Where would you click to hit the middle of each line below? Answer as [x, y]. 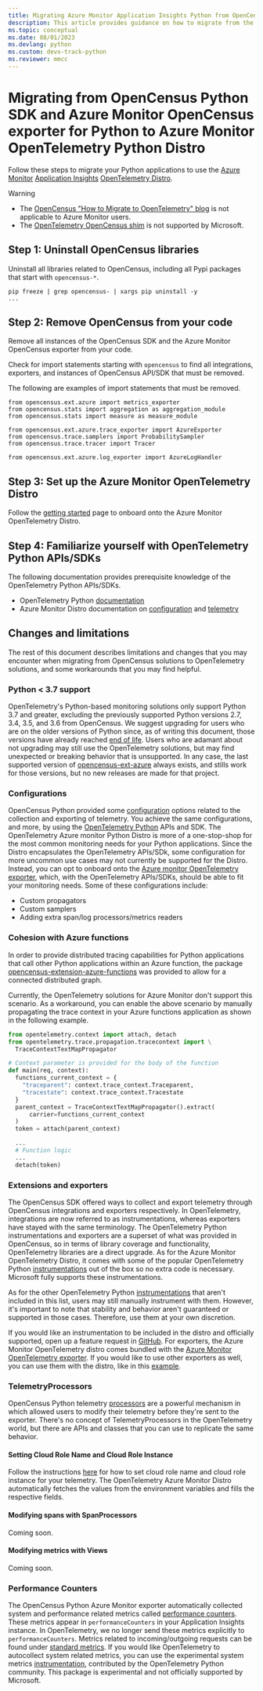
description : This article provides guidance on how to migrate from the [131, 23]
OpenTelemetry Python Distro [107, 148]
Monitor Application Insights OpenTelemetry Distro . [91, 178]
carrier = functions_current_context [87, 1114]
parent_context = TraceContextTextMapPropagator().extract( [115, 1107]
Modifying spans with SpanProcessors [72, 1515]
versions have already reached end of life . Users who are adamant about [126, 740]
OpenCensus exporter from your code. [70, 349]
